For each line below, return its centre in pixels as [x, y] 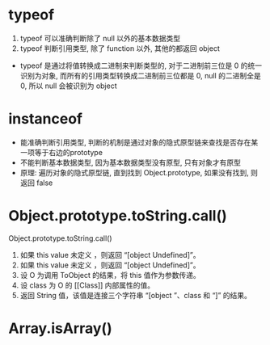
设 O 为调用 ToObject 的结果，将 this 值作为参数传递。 [110, 275]
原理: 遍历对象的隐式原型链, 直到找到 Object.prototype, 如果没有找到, [134, 172]
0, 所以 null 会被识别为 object [68, 86]
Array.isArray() [60, 328]
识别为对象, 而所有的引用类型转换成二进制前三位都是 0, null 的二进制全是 [140, 75]
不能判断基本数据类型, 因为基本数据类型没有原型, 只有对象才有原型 [130, 162]
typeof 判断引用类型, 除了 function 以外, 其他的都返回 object [120, 48]
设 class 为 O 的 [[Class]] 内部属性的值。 [87, 285]
